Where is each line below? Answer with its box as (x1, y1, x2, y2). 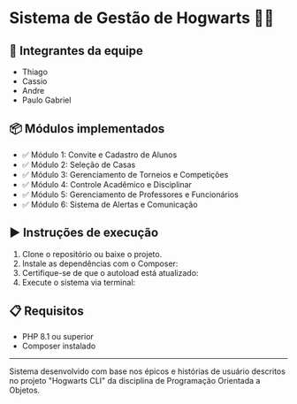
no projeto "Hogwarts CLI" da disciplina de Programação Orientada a (9, 376, 261, 386)
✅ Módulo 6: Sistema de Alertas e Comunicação (21, 199, 198, 210)
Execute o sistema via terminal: (21, 277, 136, 287)
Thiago (21, 66, 49, 77)
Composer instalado (21, 340, 96, 352)
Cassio (21, 76, 48, 87)
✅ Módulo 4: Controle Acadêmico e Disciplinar (21, 179, 193, 189)
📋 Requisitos (9, 304, 84, 319)
